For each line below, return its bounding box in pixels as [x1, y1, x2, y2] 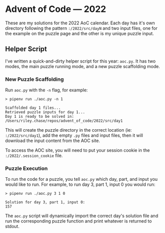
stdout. [5, 224, 20, 230]
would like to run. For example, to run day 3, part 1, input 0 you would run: [5, 181, 156, 187]
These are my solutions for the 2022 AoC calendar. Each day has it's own [5, 20, 155, 26]
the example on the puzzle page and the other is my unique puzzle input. [5, 30, 154, 36]
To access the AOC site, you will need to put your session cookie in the [5, 148, 150, 154]
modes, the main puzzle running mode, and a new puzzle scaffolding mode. [5, 63, 160, 69]
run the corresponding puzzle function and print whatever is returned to [5, 218, 152, 224]
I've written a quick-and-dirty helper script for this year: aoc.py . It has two [5, 58, 156, 64]
